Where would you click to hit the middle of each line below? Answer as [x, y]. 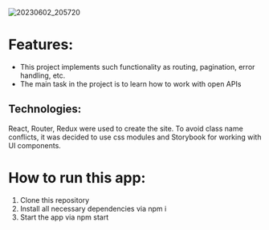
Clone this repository [55, 200]
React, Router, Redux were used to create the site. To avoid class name [126, 128]
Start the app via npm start [64, 217]
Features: [41, 45]
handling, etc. [43, 75]
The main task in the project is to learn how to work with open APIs [130, 83]
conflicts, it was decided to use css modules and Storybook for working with [135, 137]
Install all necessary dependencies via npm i [93, 208]
